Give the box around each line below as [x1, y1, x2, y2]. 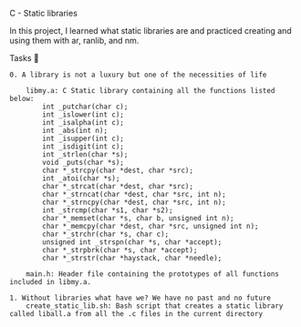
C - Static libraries [9, 8, 78, 18]
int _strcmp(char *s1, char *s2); [42, 206, 173, 215]
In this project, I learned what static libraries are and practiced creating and [9, 26, 292, 36]
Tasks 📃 [9, 53, 39, 63]
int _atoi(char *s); [42, 174, 120, 183]
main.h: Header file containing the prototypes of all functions [26, 270, 280, 279]
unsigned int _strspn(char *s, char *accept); [42, 238, 223, 247]
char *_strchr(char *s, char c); [42, 230, 170, 239]
